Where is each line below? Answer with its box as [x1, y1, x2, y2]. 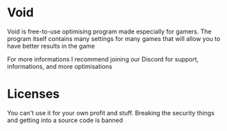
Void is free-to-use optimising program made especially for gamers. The [7, 27, 212, 35]
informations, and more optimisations [7, 62, 112, 70]
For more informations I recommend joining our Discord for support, [7, 55, 199, 63]
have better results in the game [7, 42, 95, 50]
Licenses [7, 87, 60, 102]
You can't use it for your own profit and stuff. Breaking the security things [7, 108, 215, 117]
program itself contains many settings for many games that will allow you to [7, 34, 221, 42]
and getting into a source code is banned [7, 116, 123, 124]
